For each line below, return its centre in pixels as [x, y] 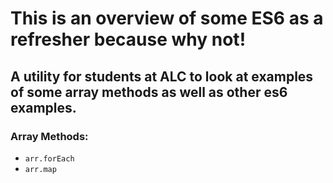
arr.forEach [49, 158]
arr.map [40, 169]
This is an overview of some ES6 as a [167, 18]
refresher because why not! [128, 39]
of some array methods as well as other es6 [149, 92]
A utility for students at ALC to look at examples [162, 76]
